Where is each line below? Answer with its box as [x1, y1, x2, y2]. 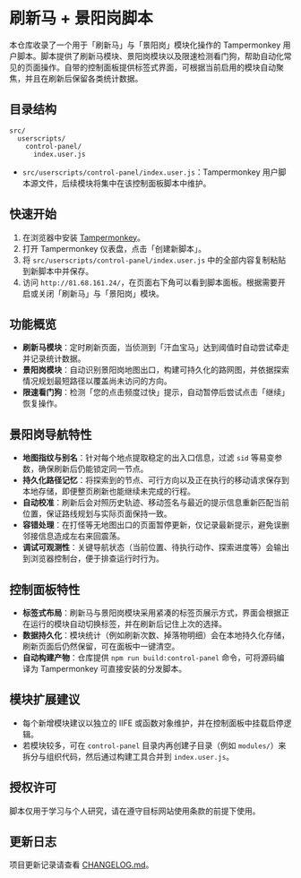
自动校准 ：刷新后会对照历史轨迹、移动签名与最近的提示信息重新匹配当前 [21, 497, 289, 508]
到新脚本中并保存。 [21, 265, 94, 276]
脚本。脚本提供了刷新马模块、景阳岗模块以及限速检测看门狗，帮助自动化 [16, 50, 284, 61]
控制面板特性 [9, 581, 81, 597]
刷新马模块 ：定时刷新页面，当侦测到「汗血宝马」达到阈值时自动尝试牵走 [21, 342, 289, 353]
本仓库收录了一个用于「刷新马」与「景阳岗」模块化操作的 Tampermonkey [9, 39, 281, 50]
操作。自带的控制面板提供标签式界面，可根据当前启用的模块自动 [39, 62, 276, 73]
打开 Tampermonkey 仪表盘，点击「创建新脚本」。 [21, 243, 207, 254]
